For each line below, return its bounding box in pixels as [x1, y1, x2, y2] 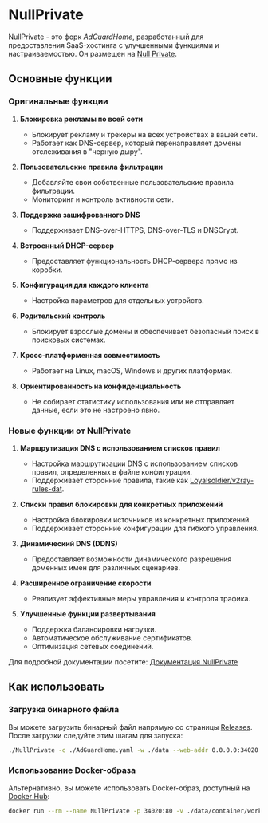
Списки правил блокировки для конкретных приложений [19, 499, 223, 509]
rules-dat [31, 484, 62, 494]
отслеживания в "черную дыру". [31, 146, 144, 156]
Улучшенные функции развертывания [19, 608, 156, 619]
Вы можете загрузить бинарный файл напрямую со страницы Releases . [8, 722, 253, 731]
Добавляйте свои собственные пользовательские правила [31, 177, 234, 187]
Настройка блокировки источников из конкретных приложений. [31, 514, 251, 524]
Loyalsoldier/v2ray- [190, 475, 254, 485]
